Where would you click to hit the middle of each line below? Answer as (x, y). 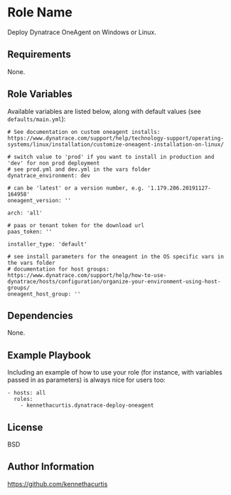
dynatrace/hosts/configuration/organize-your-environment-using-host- (114, 281)
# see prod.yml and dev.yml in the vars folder (79, 169)
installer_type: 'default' (47, 244)
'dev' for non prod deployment (54, 163)
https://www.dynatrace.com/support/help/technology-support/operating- (116, 138)
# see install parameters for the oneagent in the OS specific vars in (116, 256)
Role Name (40, 12)
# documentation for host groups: (59, 269)
